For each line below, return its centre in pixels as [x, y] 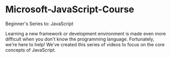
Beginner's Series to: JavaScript [39, 24]
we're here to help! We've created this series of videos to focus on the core [85, 44]
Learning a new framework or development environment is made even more [85, 33]
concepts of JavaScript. [31, 50]
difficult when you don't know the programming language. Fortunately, [80, 39]
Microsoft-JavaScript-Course [70, 9]
